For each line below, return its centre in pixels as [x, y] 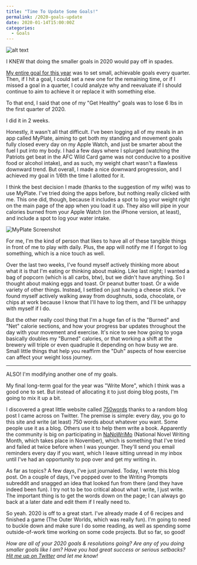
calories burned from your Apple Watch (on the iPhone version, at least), [94, 212]
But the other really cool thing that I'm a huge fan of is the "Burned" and [93, 320]
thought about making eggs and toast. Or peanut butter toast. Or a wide [93, 284]
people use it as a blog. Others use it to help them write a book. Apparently [96, 428]
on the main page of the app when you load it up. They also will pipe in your [98, 206]
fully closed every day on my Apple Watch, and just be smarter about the [94, 144]
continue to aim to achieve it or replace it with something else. [81, 92]
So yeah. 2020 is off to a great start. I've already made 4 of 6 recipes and [95, 513]
